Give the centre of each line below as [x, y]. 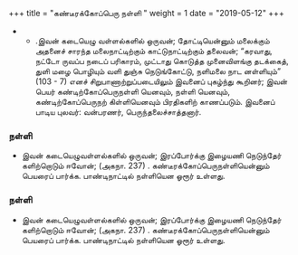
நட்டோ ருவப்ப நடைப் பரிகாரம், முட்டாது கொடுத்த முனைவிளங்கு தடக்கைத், [162, 61]
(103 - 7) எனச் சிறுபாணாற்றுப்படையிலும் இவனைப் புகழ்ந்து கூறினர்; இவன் [161, 81]
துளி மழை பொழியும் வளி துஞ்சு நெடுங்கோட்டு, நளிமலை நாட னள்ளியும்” [158, 71]
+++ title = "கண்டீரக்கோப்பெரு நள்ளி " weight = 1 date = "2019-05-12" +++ [146, 13]
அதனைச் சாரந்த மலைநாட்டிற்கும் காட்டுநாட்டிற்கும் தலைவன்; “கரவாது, [154, 51]
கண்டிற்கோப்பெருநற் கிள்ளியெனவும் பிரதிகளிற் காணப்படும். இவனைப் [155, 102]
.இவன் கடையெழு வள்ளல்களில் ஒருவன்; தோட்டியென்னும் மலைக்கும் [152, 41]
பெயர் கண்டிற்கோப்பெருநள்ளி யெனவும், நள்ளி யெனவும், [132, 91]
